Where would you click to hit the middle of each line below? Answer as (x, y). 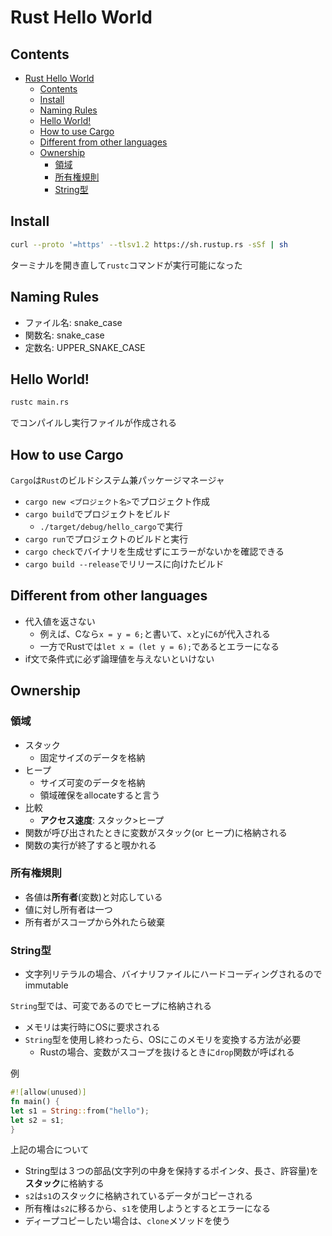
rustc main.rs (40, 402)
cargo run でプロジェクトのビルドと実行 (106, 539)
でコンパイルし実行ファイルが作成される (93, 423)
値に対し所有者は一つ (68, 909)
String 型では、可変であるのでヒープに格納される (111, 1006)
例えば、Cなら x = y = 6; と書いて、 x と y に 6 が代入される (155, 633)
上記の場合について (50, 1150)
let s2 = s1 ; (37, 1120)
